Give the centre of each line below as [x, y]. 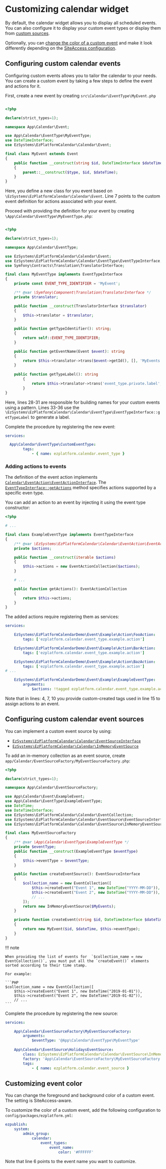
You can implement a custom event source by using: [59, 731]
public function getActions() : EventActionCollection [70, 589]
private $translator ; [36, 297]
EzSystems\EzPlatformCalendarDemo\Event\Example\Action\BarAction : [85, 648]
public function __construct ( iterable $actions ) [65, 557]
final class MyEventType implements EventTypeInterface [64, 274]
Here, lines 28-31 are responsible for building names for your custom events [83, 402]
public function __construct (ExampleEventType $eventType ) [76, 851]
